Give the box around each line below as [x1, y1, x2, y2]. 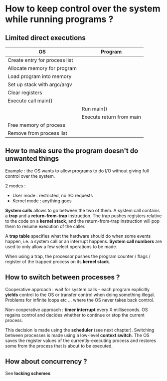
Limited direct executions [5, 33, 86, 42]
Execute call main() [7, 97, 53, 104]
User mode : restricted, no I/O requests [12, 192, 93, 198]
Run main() [81, 105, 108, 112]
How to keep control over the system [5, 3, 161, 14]
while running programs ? [5, 13, 114, 25]
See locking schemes [5, 371, 51, 377]
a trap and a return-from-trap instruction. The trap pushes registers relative [5, 213, 162, 219]
